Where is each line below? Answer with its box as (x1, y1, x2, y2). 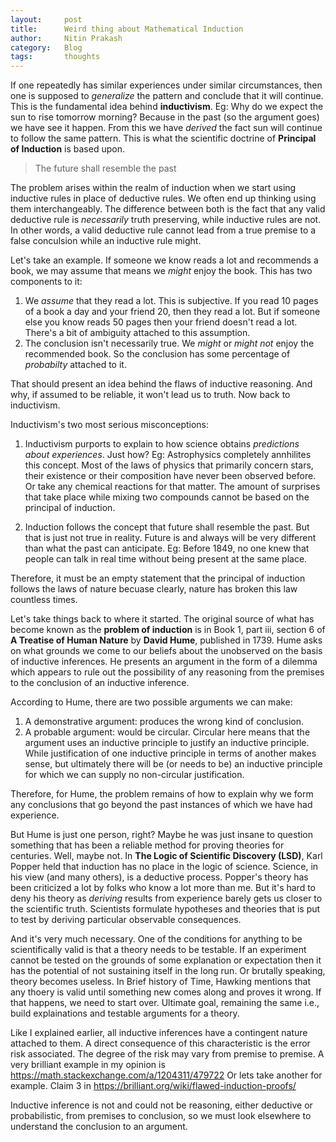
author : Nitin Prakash (10, 33, 123, 43)
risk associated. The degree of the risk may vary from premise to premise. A (10, 1048, 325, 1060)
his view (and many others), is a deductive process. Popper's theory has (10, 871, 309, 883)
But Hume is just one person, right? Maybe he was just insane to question (10, 829, 314, 841)
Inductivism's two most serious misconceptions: (10, 419, 210, 431)
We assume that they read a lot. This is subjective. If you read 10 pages (24, 295, 319, 307)
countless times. (10, 594, 78, 606)
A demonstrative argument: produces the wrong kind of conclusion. (24, 716, 305, 728)
